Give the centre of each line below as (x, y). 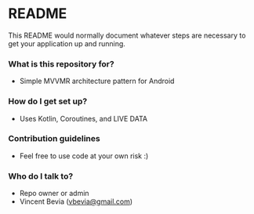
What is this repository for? (62, 63)
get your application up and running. (67, 43)
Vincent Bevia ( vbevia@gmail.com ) (76, 201)
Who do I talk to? (41, 176)
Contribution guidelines (54, 139)
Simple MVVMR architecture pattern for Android (97, 81)
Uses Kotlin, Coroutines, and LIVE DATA (83, 118)
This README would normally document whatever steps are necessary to (127, 35)
